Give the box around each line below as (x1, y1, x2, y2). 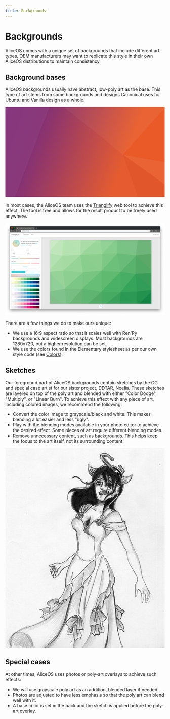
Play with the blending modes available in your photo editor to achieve (12, 421, 159, 428)
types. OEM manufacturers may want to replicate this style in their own (5, 53, 153, 59)
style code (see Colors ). (12, 351, 63, 357)
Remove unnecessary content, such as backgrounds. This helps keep (12, 433, 158, 439)
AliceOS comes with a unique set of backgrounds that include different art (5, 47, 160, 53)
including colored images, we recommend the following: (5, 401, 122, 407)
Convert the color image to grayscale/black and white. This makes (12, 411, 151, 417)
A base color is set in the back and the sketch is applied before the (12, 702, 152, 708)
